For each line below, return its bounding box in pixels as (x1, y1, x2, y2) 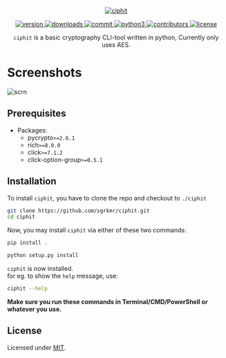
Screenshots (7, 65, 82, 81)
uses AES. (101, 41, 131, 48)
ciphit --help (7, 285, 48, 292)
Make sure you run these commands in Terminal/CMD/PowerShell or (7, 297, 209, 305)
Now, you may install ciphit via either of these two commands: (7, 226, 187, 234)
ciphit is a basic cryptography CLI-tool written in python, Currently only (13, 33, 219, 41)
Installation (7, 176, 57, 187)
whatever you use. (7, 305, 62, 313)
